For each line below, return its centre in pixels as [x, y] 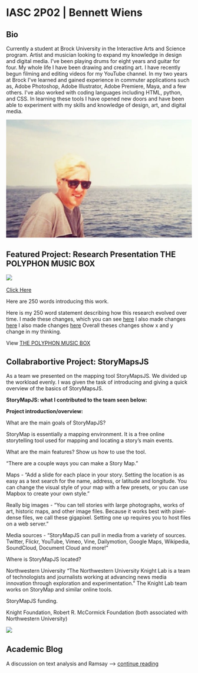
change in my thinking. [34, 332]
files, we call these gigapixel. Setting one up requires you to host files [107, 518]
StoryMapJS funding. [32, 601]
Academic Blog [34, 649]
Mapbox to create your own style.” [48, 494]
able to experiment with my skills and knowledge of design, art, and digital [96, 105]
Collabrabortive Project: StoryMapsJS [77, 362]
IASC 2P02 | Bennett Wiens [75, 13]
